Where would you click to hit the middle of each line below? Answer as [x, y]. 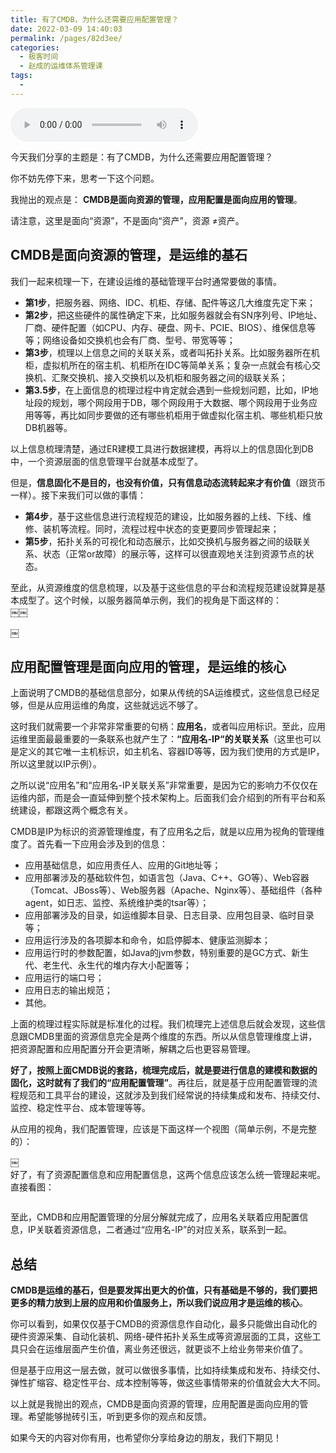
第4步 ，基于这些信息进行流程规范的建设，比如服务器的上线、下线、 [163, 516]
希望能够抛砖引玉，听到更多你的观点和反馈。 [119, 1417]
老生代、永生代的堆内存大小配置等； [117, 965]
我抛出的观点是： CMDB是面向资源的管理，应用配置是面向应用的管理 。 [156, 199]
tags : [21, 76]
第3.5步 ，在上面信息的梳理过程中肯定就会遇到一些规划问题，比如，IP [167, 390]
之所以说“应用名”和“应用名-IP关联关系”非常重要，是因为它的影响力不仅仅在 [164, 785]
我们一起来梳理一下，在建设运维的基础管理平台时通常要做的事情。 [146, 281]
